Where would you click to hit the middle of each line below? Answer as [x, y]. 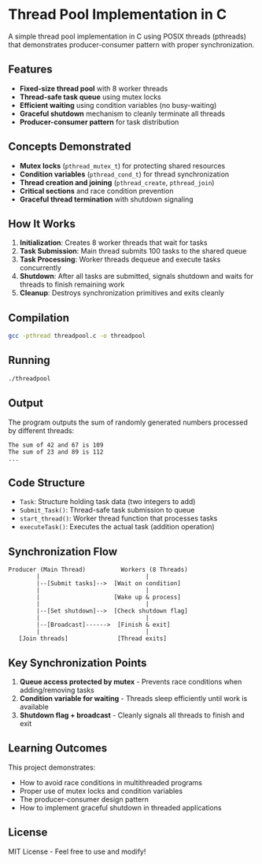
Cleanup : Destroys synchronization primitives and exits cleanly [122, 293]
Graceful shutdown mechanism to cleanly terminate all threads [122, 113]
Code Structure [46, 482]
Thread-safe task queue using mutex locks [90, 97]
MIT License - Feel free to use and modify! [77, 851]
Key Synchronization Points [77, 663]
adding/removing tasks [57, 690]
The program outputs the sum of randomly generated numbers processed [128, 422]
